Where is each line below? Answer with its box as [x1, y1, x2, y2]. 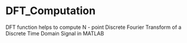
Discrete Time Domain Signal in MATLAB [5, 29, 104, 37]
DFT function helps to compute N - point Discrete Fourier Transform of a [5, 24, 182, 31]
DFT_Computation [5, 4, 96, 18]
